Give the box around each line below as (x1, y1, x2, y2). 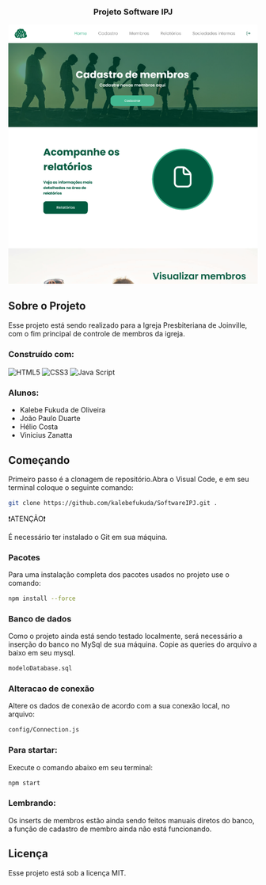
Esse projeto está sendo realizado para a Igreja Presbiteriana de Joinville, (8, 320, 248, 330)
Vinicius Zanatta (19, 431, 73, 440)
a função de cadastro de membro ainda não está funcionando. (8, 824, 212, 834)
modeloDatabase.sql (8, 664, 73, 673)
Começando (8, 454, 70, 467)
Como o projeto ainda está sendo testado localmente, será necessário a (8, 632, 243, 641)
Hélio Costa (19, 422, 58, 431)
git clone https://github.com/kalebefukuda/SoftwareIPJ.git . (8, 499, 218, 507)
